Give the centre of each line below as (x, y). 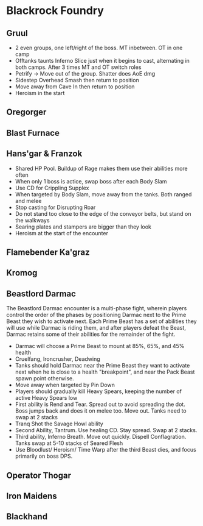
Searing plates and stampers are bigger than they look (83, 227)
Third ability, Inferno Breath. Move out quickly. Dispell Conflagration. (101, 437)
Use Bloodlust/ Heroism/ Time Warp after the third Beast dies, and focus (105, 450)
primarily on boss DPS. (44, 456)
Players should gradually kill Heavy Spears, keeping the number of (98, 391)
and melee (28, 201)
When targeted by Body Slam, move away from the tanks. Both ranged (103, 194)
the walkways (32, 220)
